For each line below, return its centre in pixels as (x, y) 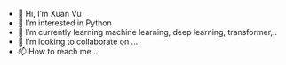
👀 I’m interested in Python (65, 23)
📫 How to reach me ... (59, 51)
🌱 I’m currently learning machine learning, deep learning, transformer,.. (147, 32)
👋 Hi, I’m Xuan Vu (49, 14)
